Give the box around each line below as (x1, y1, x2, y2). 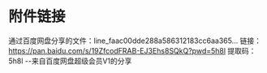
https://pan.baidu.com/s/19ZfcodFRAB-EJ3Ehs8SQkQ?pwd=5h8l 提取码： (8, 45, 256, 55)
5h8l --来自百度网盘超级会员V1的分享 (8, 56, 132, 66)
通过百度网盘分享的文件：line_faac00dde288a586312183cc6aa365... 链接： (8, 36, 262, 45)
